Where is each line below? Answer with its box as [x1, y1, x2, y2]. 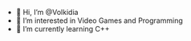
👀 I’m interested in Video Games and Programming [15, 16, 183, 25]
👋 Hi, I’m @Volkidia [15, 8, 79, 17]
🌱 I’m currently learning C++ [15, 24, 110, 33]
